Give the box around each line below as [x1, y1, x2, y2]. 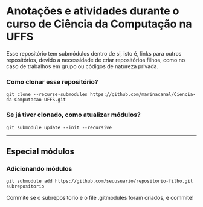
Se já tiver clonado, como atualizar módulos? [6, 110, 141, 119]
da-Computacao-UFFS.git [6, 97, 66, 103]
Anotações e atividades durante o [6, 4, 179, 18]
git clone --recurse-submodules [6, 92, 88, 98]
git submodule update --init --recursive [6, 124, 112, 130]
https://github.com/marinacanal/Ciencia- [89, 92, 196, 98]
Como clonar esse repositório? [6, 77, 98, 86]
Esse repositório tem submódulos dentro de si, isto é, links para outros [6, 49, 182, 57]
